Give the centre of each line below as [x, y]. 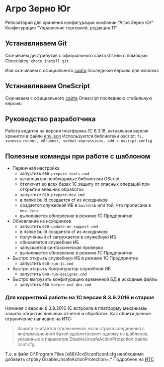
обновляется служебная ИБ [49, 243]
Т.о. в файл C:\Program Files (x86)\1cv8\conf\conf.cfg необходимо [75, 354]
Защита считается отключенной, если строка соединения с [81, 329]
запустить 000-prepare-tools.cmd [54, 174]
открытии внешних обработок [52, 189]
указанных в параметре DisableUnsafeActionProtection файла [82, 339]
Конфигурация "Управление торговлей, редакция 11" [61, 27]
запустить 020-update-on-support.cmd [59, 227]
